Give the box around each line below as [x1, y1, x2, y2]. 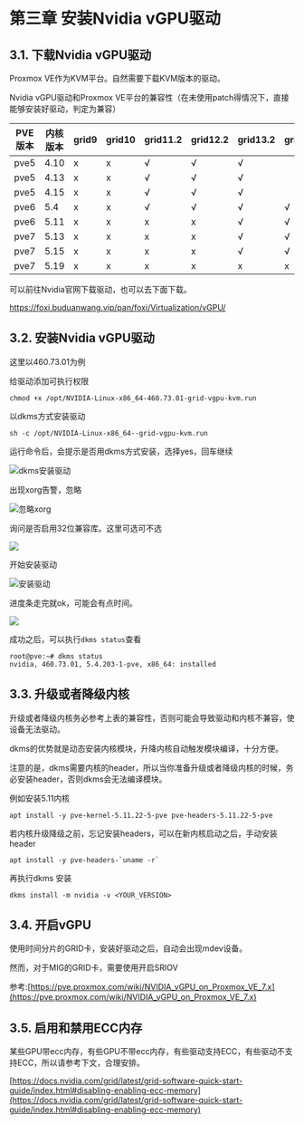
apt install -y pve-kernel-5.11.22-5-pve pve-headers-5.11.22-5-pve [9, 811, 273, 820]
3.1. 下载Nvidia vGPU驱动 [9, 47, 152, 62]
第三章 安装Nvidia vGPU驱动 [9, 8, 222, 29]
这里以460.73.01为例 [9, 356, 86, 367]
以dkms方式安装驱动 [9, 410, 86, 421]
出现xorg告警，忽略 [9, 484, 82, 495]
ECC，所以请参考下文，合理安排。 [16, 1057, 145, 1069]
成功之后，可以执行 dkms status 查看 [9, 633, 142, 644]
